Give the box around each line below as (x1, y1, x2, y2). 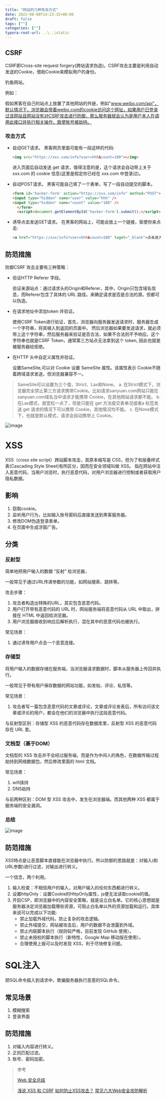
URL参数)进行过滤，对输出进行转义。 (5, 864, 81, 870)
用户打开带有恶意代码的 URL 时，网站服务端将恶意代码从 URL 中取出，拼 (12, 606, 160, 612)
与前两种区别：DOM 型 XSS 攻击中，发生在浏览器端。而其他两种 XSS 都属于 (5, 796, 160, 802)
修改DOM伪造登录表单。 (12, 518, 62, 524)
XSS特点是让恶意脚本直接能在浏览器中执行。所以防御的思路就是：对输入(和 (5, 857, 158, 864)
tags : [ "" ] (5, 21, 28, 26)
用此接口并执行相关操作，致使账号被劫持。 (5, 119, 92, 125)
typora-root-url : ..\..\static (5, 30, 70, 35)
